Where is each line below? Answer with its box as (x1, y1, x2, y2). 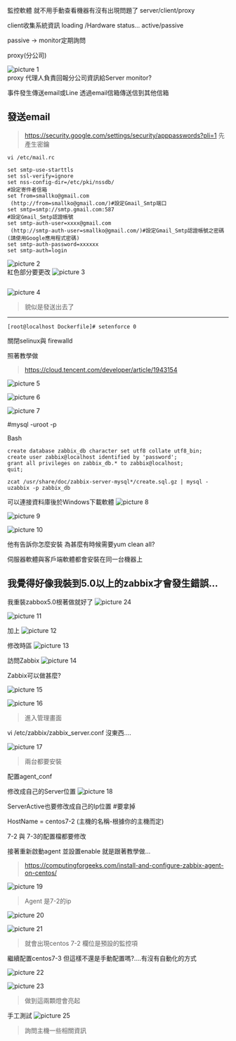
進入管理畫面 (24, 713, 62, 722)
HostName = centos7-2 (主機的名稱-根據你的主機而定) (7, 817, 164, 825)
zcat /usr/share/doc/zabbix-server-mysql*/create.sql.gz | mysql (7, 478, 202, 485)
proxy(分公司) (7, 51, 47, 59)
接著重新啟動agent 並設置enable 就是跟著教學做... (7, 846, 151, 855)
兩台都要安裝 (24, 757, 62, 765)
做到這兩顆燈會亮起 (24, 996, 81, 1004)
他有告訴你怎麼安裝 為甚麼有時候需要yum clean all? (7, 540, 155, 548)
